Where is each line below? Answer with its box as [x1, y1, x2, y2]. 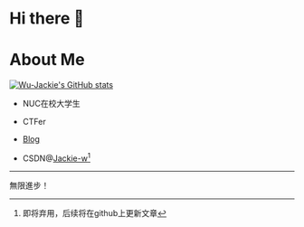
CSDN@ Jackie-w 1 [22, 151, 90, 164]
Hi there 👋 [9, 8, 84, 29]
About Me [9, 50, 85, 71]
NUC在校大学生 [22, 99, 81, 109]
